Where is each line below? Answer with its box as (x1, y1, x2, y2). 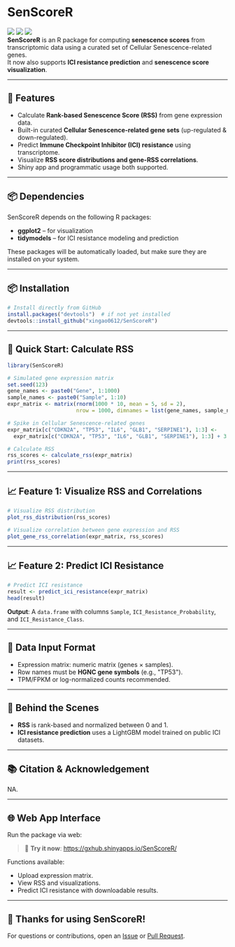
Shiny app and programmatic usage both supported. (17, 162, 169, 171)
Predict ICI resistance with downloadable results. (17, 886, 159, 895)
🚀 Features (7, 92, 55, 104)
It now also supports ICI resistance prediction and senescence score (7, 57, 210, 66)
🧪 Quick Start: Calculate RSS (7, 344, 134, 356)
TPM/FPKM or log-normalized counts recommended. (17, 675, 171, 683)
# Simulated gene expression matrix (7, 374, 114, 381)
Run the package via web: (7, 831, 83, 839)
